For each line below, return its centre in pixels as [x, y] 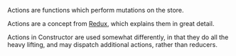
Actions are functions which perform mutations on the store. [96, 10]
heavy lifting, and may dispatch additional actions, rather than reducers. [113, 44]
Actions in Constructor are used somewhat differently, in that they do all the [118, 37]
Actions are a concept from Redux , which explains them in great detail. [111, 23]
